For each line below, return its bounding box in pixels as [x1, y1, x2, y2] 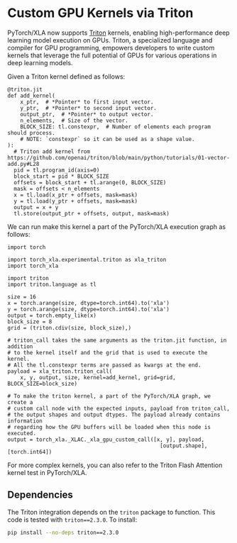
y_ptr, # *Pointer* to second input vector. [20, 104, 158, 111]
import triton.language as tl [7, 281, 97, 288]
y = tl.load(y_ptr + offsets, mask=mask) [13, 197, 138, 205]
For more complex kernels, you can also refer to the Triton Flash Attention [7, 461, 223, 469]
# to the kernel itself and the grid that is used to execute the [7, 349, 208, 356]
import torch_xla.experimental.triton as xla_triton [7, 256, 167, 263]
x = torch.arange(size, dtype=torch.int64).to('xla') [7, 299, 170, 306]
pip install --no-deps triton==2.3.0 [7, 529, 119, 536]
